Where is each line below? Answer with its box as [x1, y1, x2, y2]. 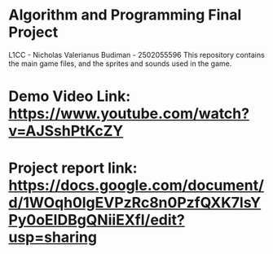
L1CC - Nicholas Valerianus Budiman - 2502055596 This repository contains [8, 50, 265, 59]
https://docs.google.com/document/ [8, 177, 265, 195]
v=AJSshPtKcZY [8, 122, 124, 140]
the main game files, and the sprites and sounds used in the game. [8, 59, 232, 68]
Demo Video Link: [8, 87, 131, 106]
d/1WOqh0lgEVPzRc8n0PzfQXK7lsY [8, 194, 262, 212]
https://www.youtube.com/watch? [8, 104, 250, 123]
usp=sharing [8, 228, 98, 247]
